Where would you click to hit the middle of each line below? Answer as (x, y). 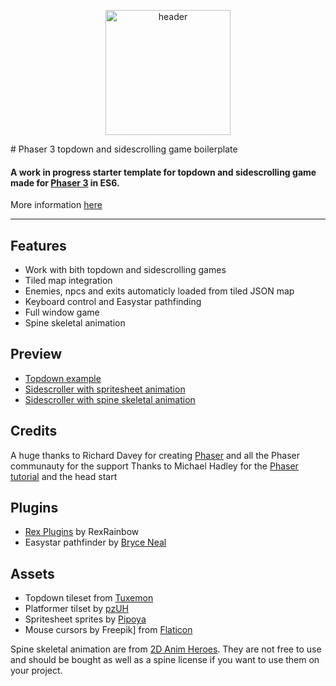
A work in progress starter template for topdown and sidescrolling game (163, 172)
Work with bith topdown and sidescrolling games (125, 270)
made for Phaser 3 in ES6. (65, 182)
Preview (36, 354)
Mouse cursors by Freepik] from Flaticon (108, 630)
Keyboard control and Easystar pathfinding (113, 302)
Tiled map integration (68, 281)
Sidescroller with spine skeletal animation (110, 399)
